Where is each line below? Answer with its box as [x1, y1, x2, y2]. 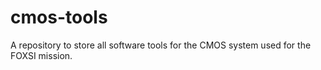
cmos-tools [10, 6, 108, 29]
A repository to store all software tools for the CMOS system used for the [10, 39, 312, 51]
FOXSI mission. [10, 49, 73, 61]
